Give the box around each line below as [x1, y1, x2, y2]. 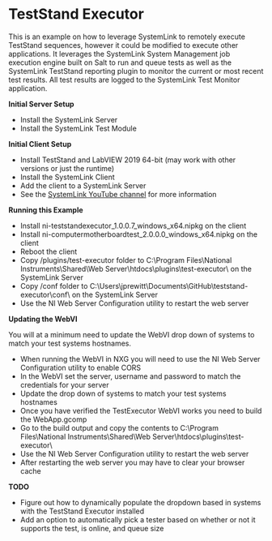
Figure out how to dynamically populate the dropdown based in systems [19, 497, 261, 507]
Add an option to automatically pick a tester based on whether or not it [19, 514, 256, 524]
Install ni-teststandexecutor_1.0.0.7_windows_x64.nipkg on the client [19, 221, 247, 230]
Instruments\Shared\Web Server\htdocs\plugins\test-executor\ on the [19, 264, 253, 273]
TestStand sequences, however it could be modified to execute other [8, 40, 239, 49]
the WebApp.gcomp [19, 414, 87, 424]
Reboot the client [19, 247, 78, 256]
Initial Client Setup [8, 139, 72, 148]
